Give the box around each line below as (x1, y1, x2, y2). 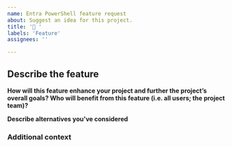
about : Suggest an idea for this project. (7, 17, 133, 24)
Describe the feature (7, 68, 99, 80)
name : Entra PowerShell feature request (7, 10, 127, 17)
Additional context (7, 132, 72, 141)
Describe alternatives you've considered (7, 114, 129, 123)
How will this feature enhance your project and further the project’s (7, 86, 208, 95)
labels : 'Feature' (7, 29, 61, 37)
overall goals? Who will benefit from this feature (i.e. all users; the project (7, 93, 225, 102)
